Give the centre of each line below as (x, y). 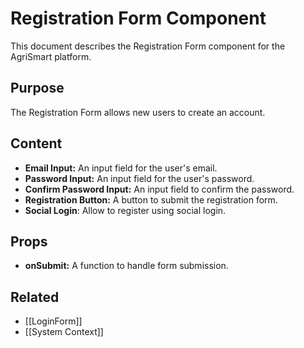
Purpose (37, 88)
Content (36, 143)
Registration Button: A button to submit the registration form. (151, 199)
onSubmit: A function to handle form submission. (126, 266)
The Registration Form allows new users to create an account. (138, 112)
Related (35, 297)
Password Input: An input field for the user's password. (139, 178)
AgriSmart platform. (51, 56)
